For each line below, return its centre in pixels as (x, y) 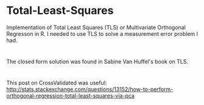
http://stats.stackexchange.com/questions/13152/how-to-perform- (90, 89)
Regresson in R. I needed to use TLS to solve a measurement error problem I (102, 33)
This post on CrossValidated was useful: (57, 83)
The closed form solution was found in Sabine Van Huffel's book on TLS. (97, 62)
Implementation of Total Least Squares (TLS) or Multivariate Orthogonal (96, 27)
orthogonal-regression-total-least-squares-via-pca (71, 96)
